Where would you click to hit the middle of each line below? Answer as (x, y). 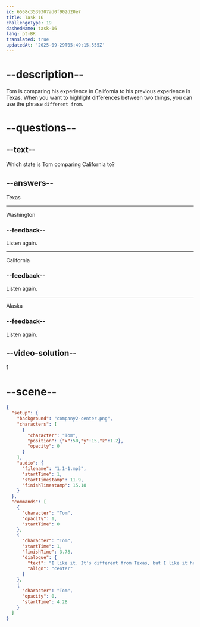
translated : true (28, 39)
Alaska (14, 306)
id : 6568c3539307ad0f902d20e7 (44, 12)
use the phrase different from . (45, 104)
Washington (21, 214)
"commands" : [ (29, 502)
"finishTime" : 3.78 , (47, 552)
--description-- (45, 75)
